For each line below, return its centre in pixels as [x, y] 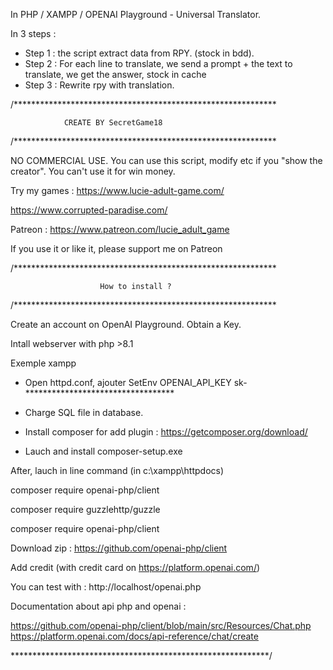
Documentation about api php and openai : [98, 606]
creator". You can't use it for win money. [93, 171]
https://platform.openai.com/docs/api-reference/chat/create [134, 636]
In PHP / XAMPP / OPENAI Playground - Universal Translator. [136, 14]
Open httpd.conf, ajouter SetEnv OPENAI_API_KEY [128, 382]
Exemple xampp [43, 363]
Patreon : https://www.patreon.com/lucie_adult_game [120, 229]
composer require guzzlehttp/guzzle [85, 509]
